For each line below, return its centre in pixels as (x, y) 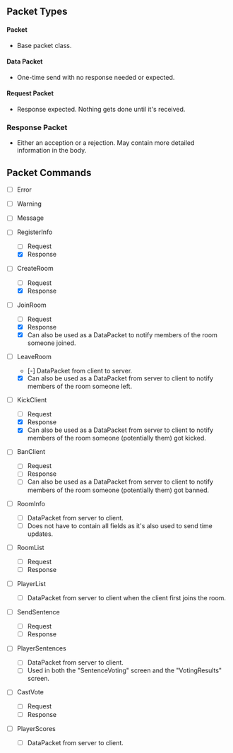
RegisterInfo (35, 232)
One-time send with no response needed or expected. (96, 77)
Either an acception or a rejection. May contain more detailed (106, 143)
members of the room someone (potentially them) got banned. (118, 490)
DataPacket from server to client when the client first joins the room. (127, 597)
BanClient (31, 452)
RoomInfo (31, 503)
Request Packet (30, 93)
